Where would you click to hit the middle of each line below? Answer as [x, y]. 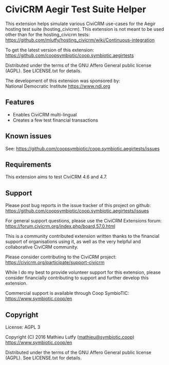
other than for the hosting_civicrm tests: [48, 34]
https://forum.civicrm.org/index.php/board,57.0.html [60, 226]
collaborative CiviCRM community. [42, 247]
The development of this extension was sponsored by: [63, 80]
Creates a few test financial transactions [55, 120]
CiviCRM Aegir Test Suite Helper [76, 9]
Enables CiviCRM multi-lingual [45, 114]
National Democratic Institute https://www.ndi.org [58, 86]
